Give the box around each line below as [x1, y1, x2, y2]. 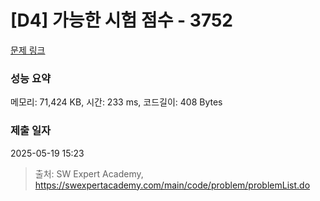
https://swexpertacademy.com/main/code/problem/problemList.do [34, 179, 311, 191]
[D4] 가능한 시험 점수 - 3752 [10, 9, 233, 32]
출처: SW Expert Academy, [34, 167, 144, 180]
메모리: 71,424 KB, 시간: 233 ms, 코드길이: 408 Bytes [10, 96, 223, 108]
